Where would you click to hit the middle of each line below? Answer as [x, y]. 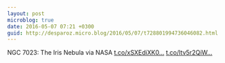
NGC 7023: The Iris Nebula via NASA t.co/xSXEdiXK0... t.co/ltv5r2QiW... [110, 53]
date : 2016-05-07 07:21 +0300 [51, 26]
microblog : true [30, 20]
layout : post [26, 13]
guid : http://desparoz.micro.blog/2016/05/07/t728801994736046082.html [112, 33]
